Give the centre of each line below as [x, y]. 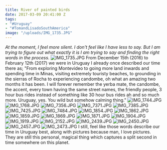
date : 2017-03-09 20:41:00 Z [35, 14]
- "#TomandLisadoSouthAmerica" [38, 28]
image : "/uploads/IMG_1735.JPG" [39, 33]
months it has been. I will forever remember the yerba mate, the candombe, [83, 84]
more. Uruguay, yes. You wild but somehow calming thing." [66, 100]
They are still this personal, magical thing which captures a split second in [81, 137]
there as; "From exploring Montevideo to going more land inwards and [77, 68]
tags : [11, 19]
